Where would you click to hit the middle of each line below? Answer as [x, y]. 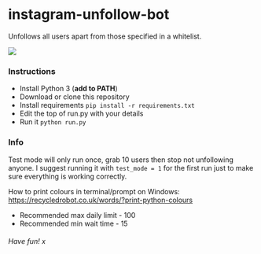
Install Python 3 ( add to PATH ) [68, 89]
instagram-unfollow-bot [89, 15]
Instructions [32, 71]
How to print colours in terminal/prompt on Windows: [94, 191]
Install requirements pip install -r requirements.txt [107, 105]
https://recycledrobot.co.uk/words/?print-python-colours [101, 200]
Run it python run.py [53, 122]
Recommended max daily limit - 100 [77, 215]
